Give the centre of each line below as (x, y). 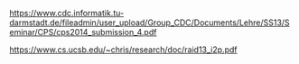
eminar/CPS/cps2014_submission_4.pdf (83, 32)
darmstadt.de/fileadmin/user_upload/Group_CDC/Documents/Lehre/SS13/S (150, 23)
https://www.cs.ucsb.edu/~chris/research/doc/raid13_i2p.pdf (123, 50)
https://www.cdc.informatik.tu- (67, 13)
